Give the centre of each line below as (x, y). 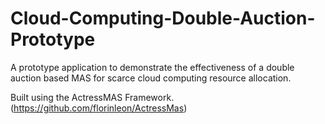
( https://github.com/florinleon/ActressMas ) (99, 108)
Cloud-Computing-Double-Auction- (163, 18)
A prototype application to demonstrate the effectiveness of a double (152, 67)
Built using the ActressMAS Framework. (92, 97)
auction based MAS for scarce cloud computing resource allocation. (151, 78)
